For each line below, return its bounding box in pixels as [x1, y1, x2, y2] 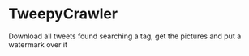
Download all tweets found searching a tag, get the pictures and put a [8, 31, 242, 41]
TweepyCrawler [8, 5, 118, 23]
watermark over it [8, 39, 67, 49]
